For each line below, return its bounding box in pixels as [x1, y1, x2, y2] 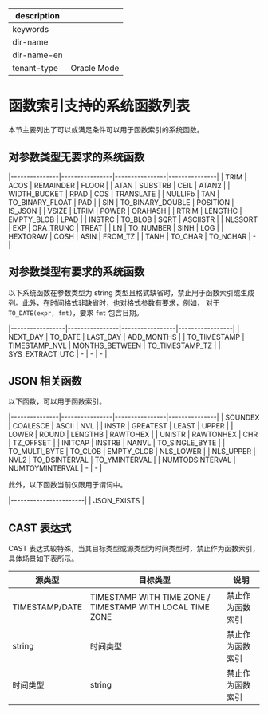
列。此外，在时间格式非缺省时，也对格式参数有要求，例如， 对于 [8, 298, 220, 307]
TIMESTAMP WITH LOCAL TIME [89, 602, 210, 613]
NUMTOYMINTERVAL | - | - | [8, 464, 102, 473]
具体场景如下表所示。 [8, 554, 78, 563]
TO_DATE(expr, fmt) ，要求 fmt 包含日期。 [8, 307, 144, 318]
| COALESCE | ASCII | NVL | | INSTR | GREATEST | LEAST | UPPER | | [8, 421, 234, 431]
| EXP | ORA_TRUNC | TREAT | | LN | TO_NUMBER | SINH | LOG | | [8, 223, 224, 232]
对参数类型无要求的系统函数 [8, 151, 145, 164]
